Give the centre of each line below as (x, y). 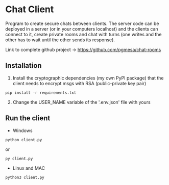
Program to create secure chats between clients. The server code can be (82, 23)
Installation (23, 65)
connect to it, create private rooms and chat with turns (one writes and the (83, 34)
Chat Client (30, 9)
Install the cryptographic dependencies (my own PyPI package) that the (88, 78)
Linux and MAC (29, 168)
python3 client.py (25, 177)
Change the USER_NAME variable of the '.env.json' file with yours (81, 102)
